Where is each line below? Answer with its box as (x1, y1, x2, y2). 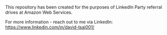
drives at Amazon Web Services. (5, 9, 73, 15)
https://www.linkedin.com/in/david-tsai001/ (5, 24, 95, 30)
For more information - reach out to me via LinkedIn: (5, 19, 113, 25)
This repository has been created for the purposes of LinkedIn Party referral (5, 4, 162, 10)
